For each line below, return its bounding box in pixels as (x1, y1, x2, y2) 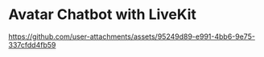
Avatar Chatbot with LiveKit (8, 6, 197, 24)
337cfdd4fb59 (8, 40, 56, 49)
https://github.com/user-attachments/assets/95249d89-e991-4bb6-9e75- (8, 32, 256, 41)
